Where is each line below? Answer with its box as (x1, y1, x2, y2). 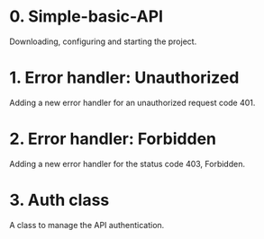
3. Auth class (9, 190, 110, 210)
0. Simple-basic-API (9, 6, 164, 27)
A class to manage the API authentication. (9, 219, 165, 230)
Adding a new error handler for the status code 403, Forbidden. (9, 158, 246, 169)
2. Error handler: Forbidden (9, 128, 217, 149)
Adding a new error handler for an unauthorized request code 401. (9, 97, 256, 108)
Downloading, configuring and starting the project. (9, 36, 197, 47)
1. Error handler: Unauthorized (9, 67, 240, 88)
